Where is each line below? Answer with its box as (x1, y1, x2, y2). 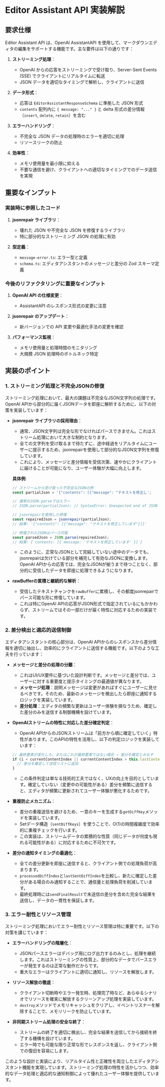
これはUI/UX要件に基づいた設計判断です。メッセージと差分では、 (19, 672, 152, 678)
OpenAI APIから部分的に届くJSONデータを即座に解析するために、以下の (5, 401, 152, 407)
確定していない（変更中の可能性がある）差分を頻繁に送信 (27, 782, 144, 788)
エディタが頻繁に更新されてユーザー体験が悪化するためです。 (28, 788, 152, 794)
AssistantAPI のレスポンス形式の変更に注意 (19, 303, 107, 309)
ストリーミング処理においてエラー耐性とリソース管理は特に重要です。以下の (5, 923, 160, 929)
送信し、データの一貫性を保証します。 (19, 898, 97, 904)
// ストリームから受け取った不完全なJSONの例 (12, 485, 94, 491)
